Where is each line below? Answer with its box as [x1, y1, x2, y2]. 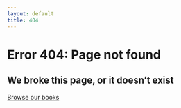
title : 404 [7, 17, 39, 24]
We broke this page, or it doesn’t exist [7, 75, 174, 86]
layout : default [7, 10, 54, 17]
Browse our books [7, 93, 60, 101]
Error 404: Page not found [7, 47, 162, 63]
